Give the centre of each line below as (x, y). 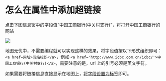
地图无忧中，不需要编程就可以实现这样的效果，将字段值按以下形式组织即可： (83, 50)
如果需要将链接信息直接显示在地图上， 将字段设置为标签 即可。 (68, 73)
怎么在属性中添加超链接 (53, 10)
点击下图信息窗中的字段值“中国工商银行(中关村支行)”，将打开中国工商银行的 (83, 25)
